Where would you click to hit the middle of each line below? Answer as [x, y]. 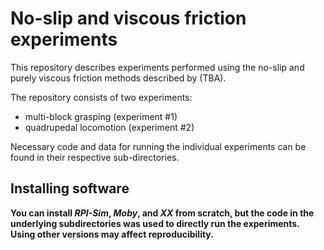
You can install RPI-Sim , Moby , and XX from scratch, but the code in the [162, 213]
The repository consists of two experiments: [101, 97]
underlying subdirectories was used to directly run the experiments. [155, 223]
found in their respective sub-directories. [95, 157]
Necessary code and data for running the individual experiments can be [158, 146]
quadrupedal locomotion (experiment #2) [109, 127]
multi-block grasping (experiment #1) [101, 116]
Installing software [70, 188]
